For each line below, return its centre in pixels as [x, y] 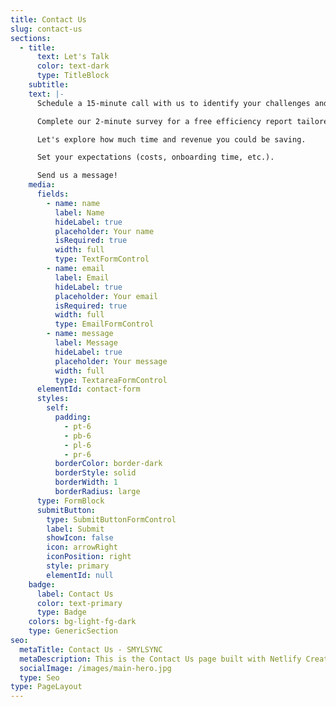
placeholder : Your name [104, 231]
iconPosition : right [89, 557]
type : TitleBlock [73, 76]
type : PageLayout [46, 687]
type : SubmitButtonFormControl [111, 519]
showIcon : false [80, 538]
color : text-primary [79, 603]
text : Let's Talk [73, 57]
